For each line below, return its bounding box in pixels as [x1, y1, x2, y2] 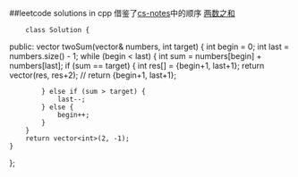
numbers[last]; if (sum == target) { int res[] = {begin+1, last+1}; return [9, 61, 265, 71]
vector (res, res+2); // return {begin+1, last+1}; [9, 70, 177, 80]
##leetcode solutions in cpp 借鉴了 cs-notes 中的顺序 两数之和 [9, 8, 235, 18]
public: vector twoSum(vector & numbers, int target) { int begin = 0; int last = [9, 41, 289, 52]
